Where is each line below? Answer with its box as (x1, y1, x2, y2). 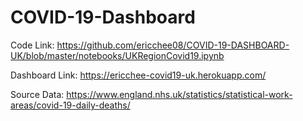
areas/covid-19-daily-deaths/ (10, 99, 131, 111)
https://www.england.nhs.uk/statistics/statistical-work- (66, 88, 293, 100)
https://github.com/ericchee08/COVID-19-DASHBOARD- (56, 39, 290, 51)
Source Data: (10, 88, 65, 100)
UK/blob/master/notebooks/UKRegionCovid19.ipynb (10, 49, 225, 61)
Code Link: (10, 39, 55, 51)
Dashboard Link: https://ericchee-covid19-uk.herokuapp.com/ (10, 69, 267, 81)
